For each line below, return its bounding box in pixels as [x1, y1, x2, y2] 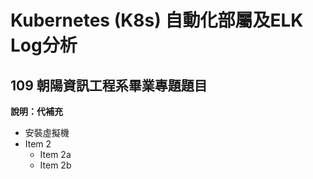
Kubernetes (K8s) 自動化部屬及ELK [10, 9, 304, 32]
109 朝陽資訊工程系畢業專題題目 [10, 77, 208, 94]
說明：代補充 [10, 106, 63, 117]
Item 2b [39, 159, 72, 171]
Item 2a [39, 149, 72, 160]
